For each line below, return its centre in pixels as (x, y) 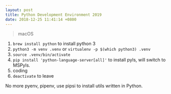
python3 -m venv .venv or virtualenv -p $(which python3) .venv (82, 49)
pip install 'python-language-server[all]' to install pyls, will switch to (89, 60)
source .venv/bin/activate (41, 55)
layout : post (19, 10)
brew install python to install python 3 (54, 44)
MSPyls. (22, 65)
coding (20, 71)
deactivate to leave (33, 76)
